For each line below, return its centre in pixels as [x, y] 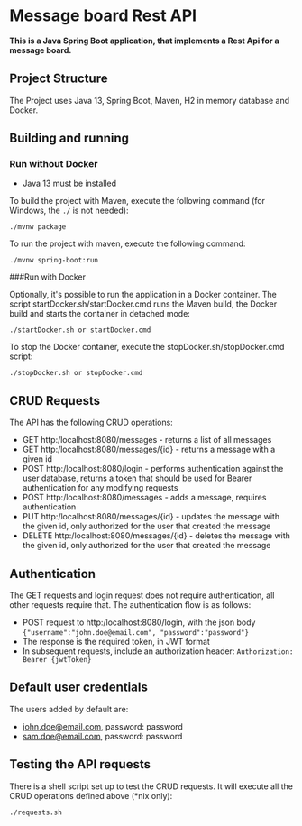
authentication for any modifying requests [100, 488]
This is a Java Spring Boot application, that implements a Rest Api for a [144, 41]
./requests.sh [36, 812]
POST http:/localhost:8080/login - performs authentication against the [153, 469]
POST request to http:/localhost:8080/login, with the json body [139, 622]
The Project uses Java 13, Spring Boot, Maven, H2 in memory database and [150, 100]
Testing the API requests [80, 764]
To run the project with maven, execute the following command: [128, 243]
